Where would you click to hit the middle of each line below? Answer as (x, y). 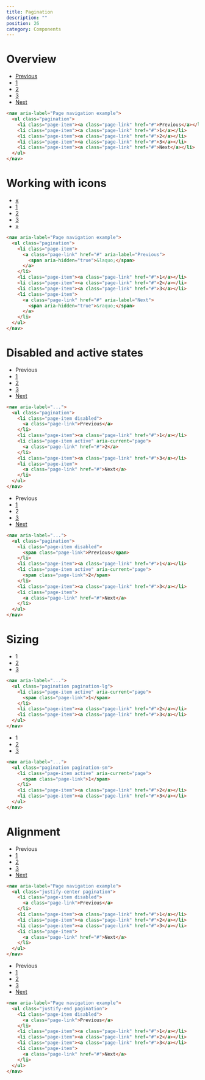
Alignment (34, 832)
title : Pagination (30, 12)
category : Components (34, 29)
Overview (31, 59)
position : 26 (23, 23)
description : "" (27, 18)
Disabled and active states (75, 353)
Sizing (23, 640)
